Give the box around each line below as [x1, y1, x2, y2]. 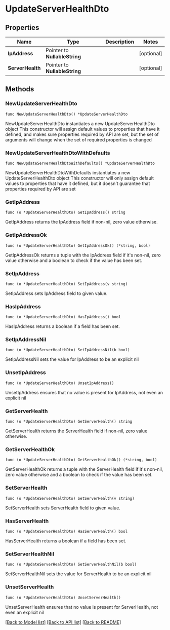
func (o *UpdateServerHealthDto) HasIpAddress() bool [5, 315, 121, 320]
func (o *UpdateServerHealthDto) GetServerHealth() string [5, 419, 133, 424]
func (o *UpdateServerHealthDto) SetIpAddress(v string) [5, 281, 128, 286]
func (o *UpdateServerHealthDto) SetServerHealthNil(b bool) [5, 562, 137, 567]
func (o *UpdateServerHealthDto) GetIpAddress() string [5, 210, 125, 215]
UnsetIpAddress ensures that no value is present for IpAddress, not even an [5, 389, 163, 395]
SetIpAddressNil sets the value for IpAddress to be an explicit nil [5, 356, 139, 362]
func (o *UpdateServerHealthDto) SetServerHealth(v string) [5, 496, 135, 501]
